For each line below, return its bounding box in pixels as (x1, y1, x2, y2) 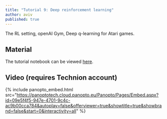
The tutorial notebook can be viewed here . (5, 58, 93, 65)
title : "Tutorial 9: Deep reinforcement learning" (5, 7, 114, 13)
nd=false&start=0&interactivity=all (5, 108, 77, 114)
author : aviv (5, 12, 33, 17)
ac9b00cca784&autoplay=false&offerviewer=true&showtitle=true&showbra (5, 103, 162, 108)
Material (5, 45, 32, 53)
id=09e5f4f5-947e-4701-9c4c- (5, 97, 71, 103)
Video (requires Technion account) (5, 73, 118, 82)
